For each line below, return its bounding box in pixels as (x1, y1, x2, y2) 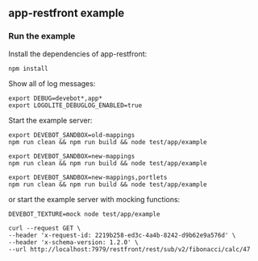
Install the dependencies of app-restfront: (8, 48, 148, 59)
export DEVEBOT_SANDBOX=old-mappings (8, 130, 135, 139)
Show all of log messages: (8, 78, 96, 88)
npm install (8, 64, 48, 72)
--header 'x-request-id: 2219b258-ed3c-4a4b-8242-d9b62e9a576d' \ (8, 231, 236, 239)
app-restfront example (8, 6, 125, 20)
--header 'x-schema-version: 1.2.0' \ (8, 238, 139, 246)
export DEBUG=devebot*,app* (8, 94, 103, 102)
